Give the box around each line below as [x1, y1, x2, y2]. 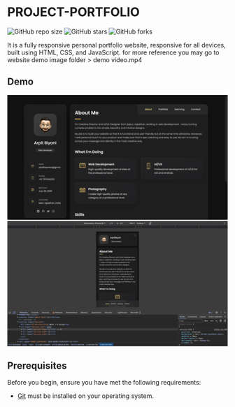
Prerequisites [7, 360, 67, 372]
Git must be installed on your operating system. [17, 392, 154, 400]
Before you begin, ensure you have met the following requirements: [7, 378, 201, 387]
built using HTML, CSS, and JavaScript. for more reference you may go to [7, 48, 220, 57]
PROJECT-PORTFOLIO [7, 4, 140, 20]
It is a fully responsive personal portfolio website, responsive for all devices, [7, 40, 226, 49]
